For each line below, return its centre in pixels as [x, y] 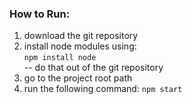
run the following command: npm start [103, 89]
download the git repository [81, 36]
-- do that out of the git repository [93, 68]
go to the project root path [78, 78]
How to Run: [40, 14]
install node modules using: [80, 46]
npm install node [60, 58]
